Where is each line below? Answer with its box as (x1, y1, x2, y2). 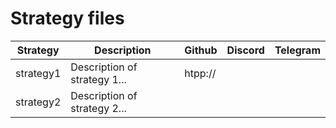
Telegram (274, 43, 321, 57)
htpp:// (184, 66, 217, 80)
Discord (226, 43, 265, 57)
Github (184, 43, 218, 57)
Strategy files (10, 7, 125, 30)
